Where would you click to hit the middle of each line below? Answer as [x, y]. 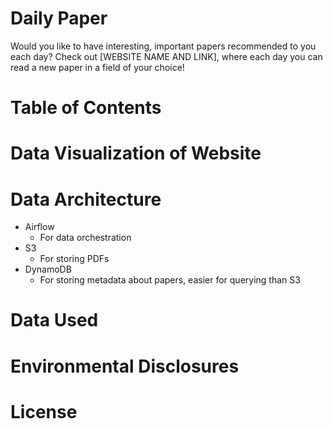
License [44, 411]
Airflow [39, 227]
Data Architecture [86, 199]
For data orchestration [85, 238]
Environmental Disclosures [125, 366]
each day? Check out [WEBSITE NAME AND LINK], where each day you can [166, 56]
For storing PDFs [74, 259]
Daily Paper [59, 18]
